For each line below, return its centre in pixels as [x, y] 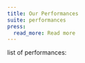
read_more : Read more [45, 33]
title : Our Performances [43, 13]
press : [17, 26]
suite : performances [37, 20]
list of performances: [37, 53]
